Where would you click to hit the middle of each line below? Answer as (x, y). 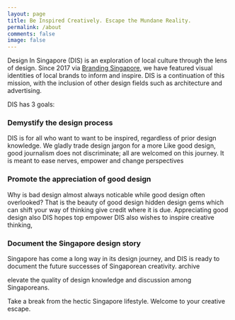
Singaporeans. (28, 287)
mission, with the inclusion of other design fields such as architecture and (115, 83)
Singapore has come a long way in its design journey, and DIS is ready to (114, 259)
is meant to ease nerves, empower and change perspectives (96, 161)
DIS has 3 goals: (31, 104)
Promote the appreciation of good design (79, 180)
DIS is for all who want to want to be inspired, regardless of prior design (112, 138)
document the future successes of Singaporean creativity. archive (104, 266)
